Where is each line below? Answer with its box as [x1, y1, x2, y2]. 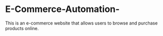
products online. [5, 25, 39, 31]
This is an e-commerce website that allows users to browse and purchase [5, 20, 158, 26]
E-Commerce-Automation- [5, 3, 120, 15]
